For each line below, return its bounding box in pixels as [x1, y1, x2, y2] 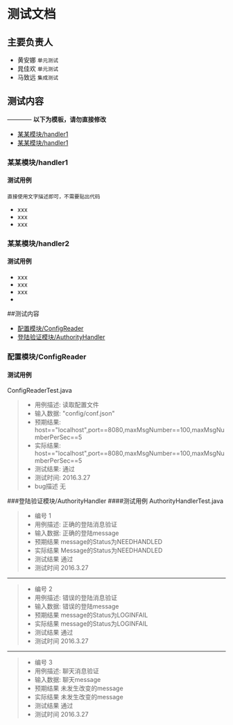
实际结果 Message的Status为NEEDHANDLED [34, 546, 163, 555]
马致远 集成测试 [17, 74, 59, 81]
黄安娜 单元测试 [17, 56, 59, 64]
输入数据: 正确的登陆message [34, 529, 119, 538]
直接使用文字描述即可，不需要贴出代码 [7, 193, 101, 200]
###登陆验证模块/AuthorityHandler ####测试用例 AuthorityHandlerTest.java [7, 497, 224, 505]
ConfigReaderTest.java [7, 386, 73, 395]
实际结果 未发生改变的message [34, 693, 123, 701]
